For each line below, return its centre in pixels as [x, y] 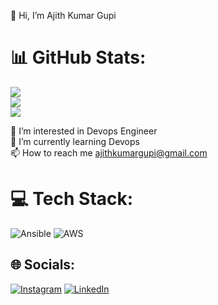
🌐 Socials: [43, 265]
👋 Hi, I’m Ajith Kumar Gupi [63, 15]
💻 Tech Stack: [72, 199]
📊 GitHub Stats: [78, 57]
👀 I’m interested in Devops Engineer [84, 131]
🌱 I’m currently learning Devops [75, 141]
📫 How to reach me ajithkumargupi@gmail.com [109, 152]
